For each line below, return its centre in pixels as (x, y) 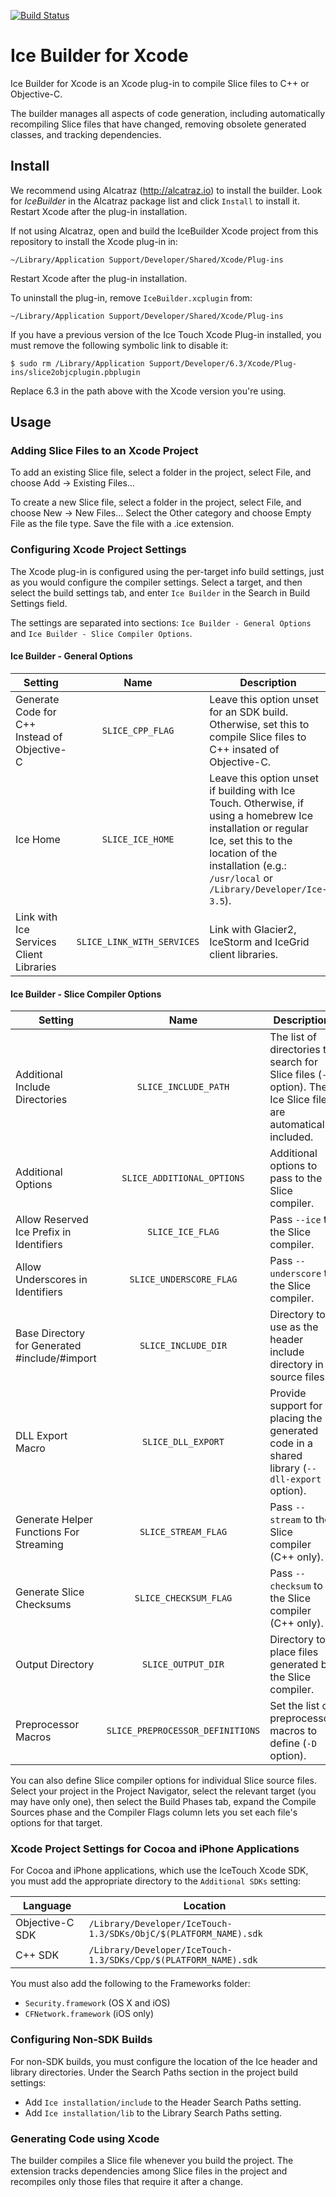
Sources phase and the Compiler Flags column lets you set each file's (154, 1812)
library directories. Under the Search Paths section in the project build (154, 2072)
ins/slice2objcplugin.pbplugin (75, 372)
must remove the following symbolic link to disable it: (119, 345)
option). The (298, 1087)
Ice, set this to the (251, 840)
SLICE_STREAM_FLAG (183, 1532)
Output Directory (55, 1665)
